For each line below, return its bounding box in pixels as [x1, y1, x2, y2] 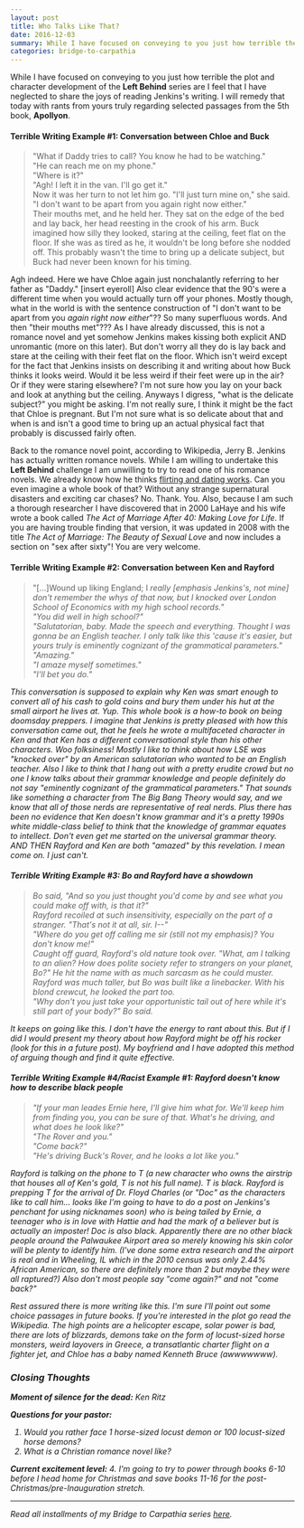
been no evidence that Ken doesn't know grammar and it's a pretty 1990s [10, 811, 285, 822]
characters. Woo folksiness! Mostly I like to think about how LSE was [10, 743, 267, 755]
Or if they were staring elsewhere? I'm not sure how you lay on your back [10, 380, 282, 391]
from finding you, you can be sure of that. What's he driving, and [32, 1111, 275, 1122]
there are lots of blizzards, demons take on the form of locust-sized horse [10, 1329, 285, 1340]
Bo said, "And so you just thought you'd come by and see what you [32, 890, 283, 901]
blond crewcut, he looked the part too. [32, 986, 175, 997]
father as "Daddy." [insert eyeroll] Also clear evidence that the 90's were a [10, 284, 287, 295]
